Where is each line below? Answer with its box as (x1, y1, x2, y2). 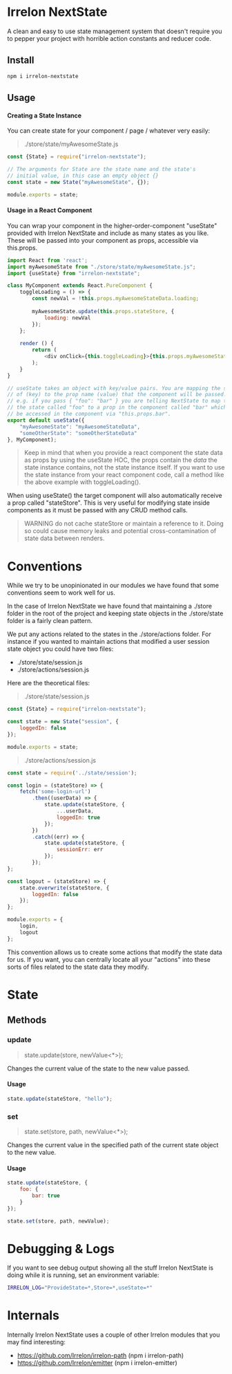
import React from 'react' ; (7, 257, 88, 263)
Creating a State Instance (7, 111, 81, 120)
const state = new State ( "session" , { (7, 718, 119, 725)
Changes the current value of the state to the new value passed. (7, 1064, 190, 1073)
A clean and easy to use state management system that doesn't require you (7, 27, 222, 35)
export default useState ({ (7, 416, 85, 424)
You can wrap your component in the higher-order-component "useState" (7, 221, 217, 230)
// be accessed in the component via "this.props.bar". (7, 411, 171, 418)
